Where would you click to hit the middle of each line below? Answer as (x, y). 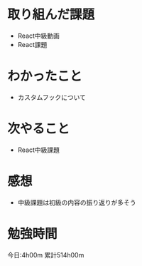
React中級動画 (39, 36)
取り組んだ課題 (51, 15)
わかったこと (45, 76)
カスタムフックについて (52, 97)
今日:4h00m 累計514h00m (46, 255)
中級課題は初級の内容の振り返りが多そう (77, 202)
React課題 (32, 44)
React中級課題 (39, 150)
